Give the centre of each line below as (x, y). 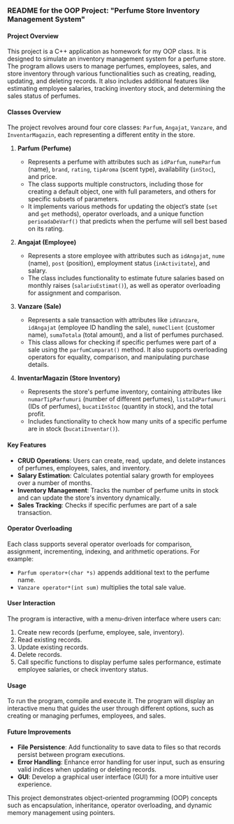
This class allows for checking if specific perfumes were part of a (122, 342)
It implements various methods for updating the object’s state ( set (123, 207)
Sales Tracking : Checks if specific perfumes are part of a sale (107, 505)
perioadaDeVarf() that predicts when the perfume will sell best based (127, 222)
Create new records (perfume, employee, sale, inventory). (101, 632)
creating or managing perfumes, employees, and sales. (87, 716)
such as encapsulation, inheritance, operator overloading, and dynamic (110, 805)
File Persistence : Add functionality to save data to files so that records (119, 747)
